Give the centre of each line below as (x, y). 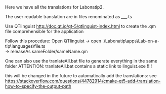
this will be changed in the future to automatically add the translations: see (81, 76)
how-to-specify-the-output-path (38, 86)
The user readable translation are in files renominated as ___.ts (69, 16)
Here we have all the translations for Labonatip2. (55, 7)
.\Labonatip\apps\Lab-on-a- (131, 41)
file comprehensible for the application (44, 31)
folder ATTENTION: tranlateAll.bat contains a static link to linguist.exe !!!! (79, 66)
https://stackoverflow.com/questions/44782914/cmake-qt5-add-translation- (83, 81)
